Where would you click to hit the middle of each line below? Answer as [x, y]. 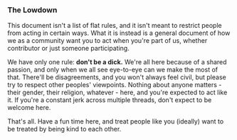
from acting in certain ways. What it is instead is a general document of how [119, 33]
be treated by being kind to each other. [64, 129]
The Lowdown [32, 10]
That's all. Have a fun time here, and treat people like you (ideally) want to [116, 121]
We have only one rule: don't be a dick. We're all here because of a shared [117, 62]
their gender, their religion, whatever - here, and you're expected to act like [117, 92]
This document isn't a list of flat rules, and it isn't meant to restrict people [115, 26]
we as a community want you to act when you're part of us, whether [107, 41]
